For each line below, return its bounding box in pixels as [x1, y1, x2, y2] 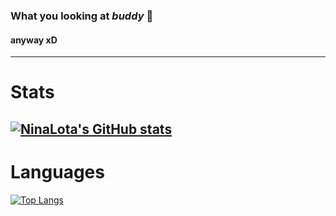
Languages [10, 160, 105, 183]
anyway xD [10, 34, 58, 46]
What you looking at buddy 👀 [10, 9, 154, 23]
